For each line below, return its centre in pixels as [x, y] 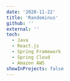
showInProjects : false [35, 69]
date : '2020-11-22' [31, 12]
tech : [13, 35]
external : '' [23, 29]
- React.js [26, 46]
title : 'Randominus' [33, 18]
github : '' [20, 23]
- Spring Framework [37, 52]
